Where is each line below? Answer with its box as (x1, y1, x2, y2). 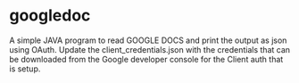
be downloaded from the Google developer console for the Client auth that (9, 54, 284, 64)
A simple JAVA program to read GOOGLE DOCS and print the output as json (9, 35, 287, 46)
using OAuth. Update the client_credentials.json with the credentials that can (9, 44, 291, 54)
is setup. (9, 63, 41, 74)
